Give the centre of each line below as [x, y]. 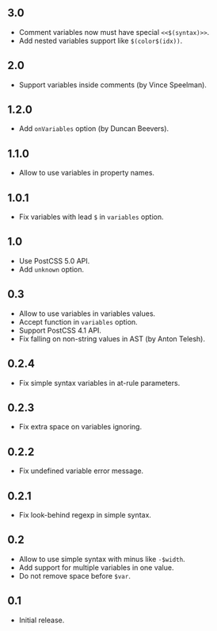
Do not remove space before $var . [75, 575]
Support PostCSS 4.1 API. [60, 330]
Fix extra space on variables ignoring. [80, 427]
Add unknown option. [51, 269]
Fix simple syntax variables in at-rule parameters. [99, 383]
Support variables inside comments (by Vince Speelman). [113, 85]
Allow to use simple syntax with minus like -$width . [102, 559]
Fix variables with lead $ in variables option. [91, 217]
